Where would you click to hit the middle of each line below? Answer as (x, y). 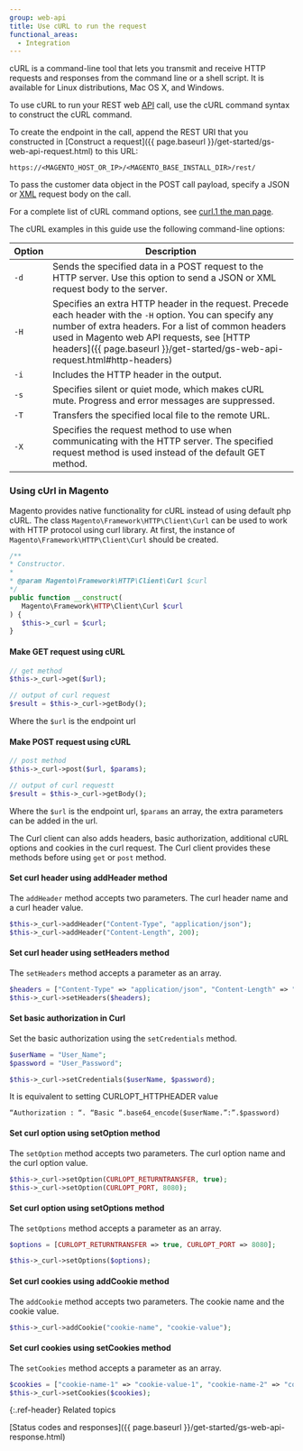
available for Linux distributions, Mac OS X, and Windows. (117, 87)
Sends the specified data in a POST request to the (158, 267)
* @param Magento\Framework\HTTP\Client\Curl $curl (108, 581)
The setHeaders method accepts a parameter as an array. (116, 973)
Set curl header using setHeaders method (89, 953)
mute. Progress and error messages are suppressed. (164, 400)
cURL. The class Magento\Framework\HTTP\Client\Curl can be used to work (148, 520)
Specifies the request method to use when (142, 430)
